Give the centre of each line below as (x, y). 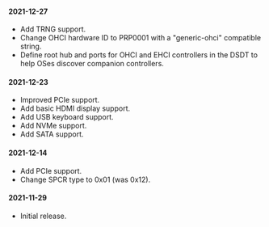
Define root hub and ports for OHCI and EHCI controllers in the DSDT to (139, 55)
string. (31, 46)
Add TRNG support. (53, 29)
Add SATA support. (52, 134)
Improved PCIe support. (60, 100)
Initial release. (43, 216)
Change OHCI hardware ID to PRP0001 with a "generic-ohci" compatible (140, 38)
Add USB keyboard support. (67, 117)
